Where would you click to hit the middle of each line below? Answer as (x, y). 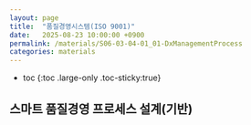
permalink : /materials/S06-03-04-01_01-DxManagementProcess (126, 43)
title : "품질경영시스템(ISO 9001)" (72, 26)
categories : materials (52, 52)
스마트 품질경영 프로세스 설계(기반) (101, 109)
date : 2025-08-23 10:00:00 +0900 (77, 35)
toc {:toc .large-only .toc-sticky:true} (92, 78)
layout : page (34, 18)
